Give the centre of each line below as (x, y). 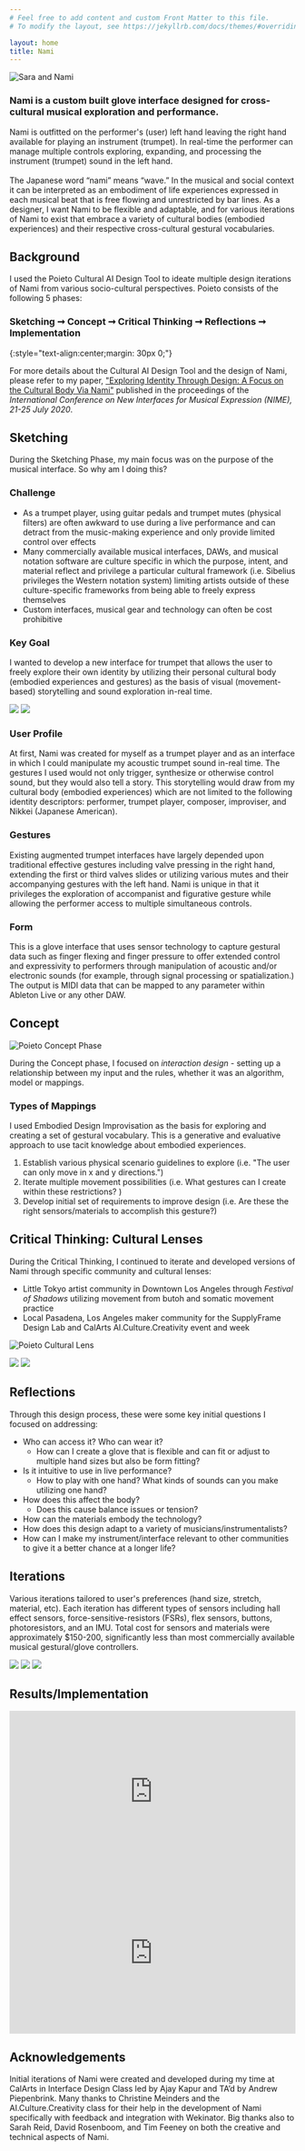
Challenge (33, 493)
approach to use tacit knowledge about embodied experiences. (128, 1145)
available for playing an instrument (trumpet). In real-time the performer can (151, 141)
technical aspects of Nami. (59, 2137)
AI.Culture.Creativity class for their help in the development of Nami (135, 2108)
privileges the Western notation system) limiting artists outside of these (156, 580)
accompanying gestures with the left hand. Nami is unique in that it (134, 884)
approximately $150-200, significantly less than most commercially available (152, 1637)
